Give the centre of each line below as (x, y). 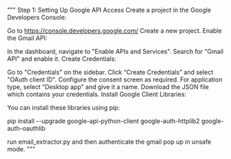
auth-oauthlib (27, 128)
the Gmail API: (27, 38)
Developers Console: (37, 17)
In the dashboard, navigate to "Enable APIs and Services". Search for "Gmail (115, 52)
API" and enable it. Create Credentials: (62, 59)
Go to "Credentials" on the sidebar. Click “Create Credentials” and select (110, 72)
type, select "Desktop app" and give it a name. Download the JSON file (108, 87)
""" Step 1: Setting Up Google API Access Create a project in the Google (109, 10)
